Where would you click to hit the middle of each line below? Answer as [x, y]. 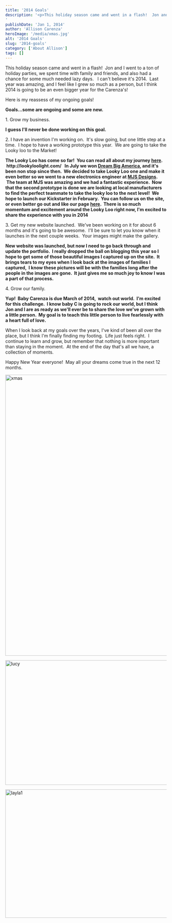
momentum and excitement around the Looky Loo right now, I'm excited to [86, 209]
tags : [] [15, 53]
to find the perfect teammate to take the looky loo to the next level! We [82, 193]
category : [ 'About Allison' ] [36, 48]
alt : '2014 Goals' [25, 39]
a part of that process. [29, 279]
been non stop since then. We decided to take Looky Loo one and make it [85, 171]
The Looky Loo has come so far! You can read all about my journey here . [84, 160]
